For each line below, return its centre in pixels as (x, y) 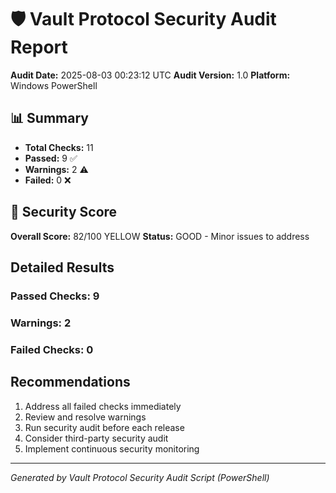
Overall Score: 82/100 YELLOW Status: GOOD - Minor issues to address (160, 236)
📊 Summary (49, 118)
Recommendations (70, 382)
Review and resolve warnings (85, 417)
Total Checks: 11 (59, 147)
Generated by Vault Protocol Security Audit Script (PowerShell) (140, 477)
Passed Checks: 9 (55, 296)
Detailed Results (62, 267)
